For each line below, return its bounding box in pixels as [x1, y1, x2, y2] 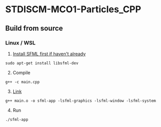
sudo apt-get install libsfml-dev [5, 60, 79, 66]
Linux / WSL [5, 39, 36, 46]
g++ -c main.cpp [5, 79, 40, 85]
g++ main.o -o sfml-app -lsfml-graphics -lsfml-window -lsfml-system [5, 98, 156, 103]
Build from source [5, 24, 63, 33]
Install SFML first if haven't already [12, 50, 86, 57]
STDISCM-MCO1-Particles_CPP [5, 4, 142, 15]
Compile [12, 69, 31, 75]
